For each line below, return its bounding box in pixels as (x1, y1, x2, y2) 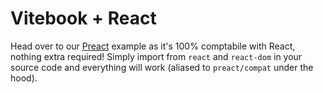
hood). (10, 72, 38, 84)
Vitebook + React (10, 7, 157, 30)
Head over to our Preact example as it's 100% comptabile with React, (10, 40, 296, 52)
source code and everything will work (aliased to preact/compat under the (10, 61, 314, 73)
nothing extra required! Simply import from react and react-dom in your (10, 50, 303, 62)
